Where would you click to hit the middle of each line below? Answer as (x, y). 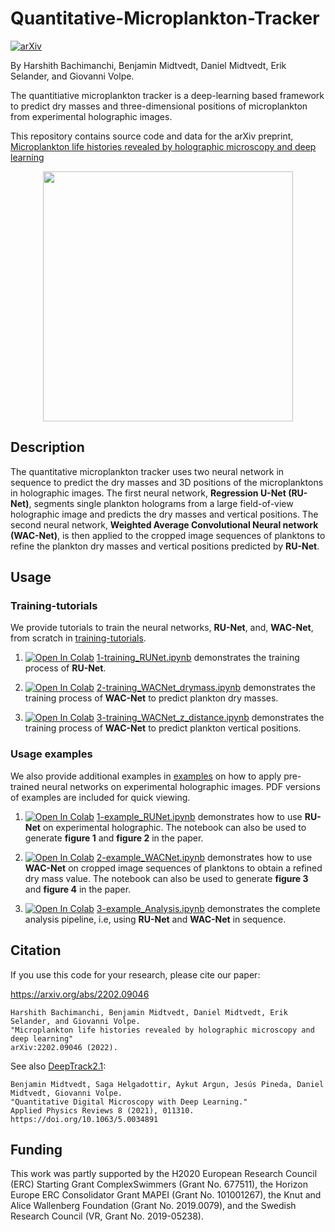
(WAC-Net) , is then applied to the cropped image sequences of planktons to (168, 535)
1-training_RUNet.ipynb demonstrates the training (198, 658)
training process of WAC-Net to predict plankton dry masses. (151, 698)
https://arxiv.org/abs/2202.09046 (80, 994)
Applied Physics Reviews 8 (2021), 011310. (102, 1110)
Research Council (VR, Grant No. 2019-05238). (107, 1216)
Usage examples (51, 754)
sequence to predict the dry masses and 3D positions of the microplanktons (167, 482)
